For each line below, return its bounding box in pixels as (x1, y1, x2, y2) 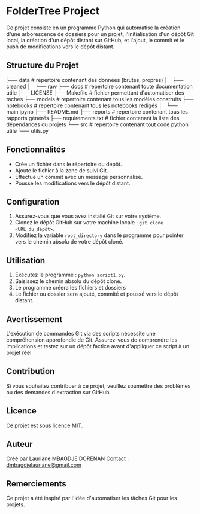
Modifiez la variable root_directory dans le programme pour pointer (14, 232, 184, 239)
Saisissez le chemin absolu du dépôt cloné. (14, 278, 122, 285)
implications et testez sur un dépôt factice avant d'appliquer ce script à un (6, 343, 190, 349)
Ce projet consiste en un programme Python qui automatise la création (6, 24, 181, 31)
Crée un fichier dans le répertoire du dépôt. (14, 160, 122, 168)
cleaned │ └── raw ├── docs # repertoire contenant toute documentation (6, 83, 193, 90)
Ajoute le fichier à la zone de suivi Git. (14, 166, 108, 174)
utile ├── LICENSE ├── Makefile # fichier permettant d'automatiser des (6, 89, 184, 96)
